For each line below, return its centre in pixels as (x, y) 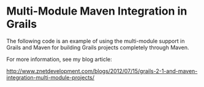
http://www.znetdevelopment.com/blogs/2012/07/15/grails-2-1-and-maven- (102, 71)
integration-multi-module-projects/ (51, 77)
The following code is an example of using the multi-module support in (96, 41)
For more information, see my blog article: (59, 59)
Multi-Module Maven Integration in (97, 11)
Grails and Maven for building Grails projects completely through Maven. (98, 47)
